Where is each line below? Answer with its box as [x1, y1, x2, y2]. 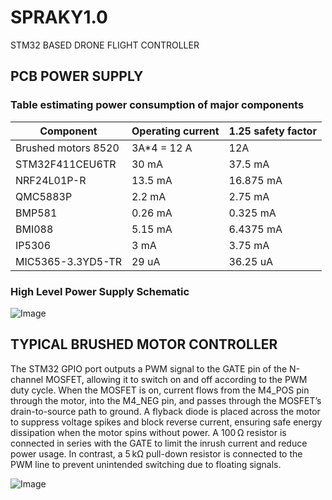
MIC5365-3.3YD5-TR [15, 254, 122, 268]
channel [10, 373, 44, 385]
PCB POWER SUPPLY [10, 68, 144, 85]
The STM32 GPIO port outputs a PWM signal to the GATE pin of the [10, 362, 288, 375]
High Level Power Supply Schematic [10, 284, 190, 298]
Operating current [131, 124, 220, 138]
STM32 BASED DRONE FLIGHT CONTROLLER [10, 39, 200, 51]
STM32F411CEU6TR [15, 157, 117, 171]
